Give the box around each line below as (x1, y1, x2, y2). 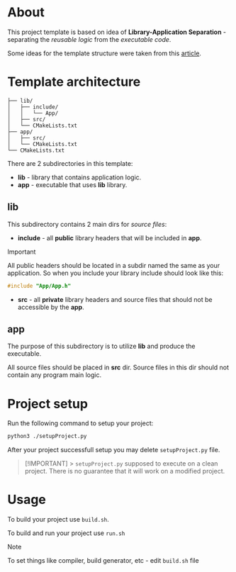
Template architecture (7, 74, 141, 90)
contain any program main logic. (7, 371, 101, 379)
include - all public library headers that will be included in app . (17, 233, 202, 242)
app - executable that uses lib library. (17, 180, 128, 189)
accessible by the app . (17, 303, 84, 311)
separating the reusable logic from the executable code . (7, 35, 172, 43)
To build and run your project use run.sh (7, 529, 125, 537)
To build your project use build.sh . (7, 515, 110, 524)
